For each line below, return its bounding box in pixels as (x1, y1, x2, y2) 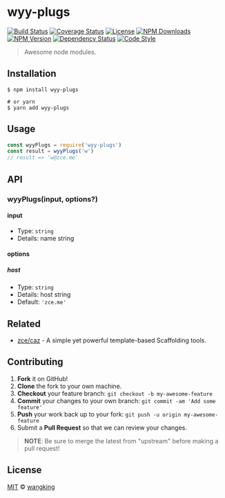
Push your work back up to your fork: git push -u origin (17, 409, 182, 418)
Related (7, 317, 41, 329)
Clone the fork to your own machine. (17, 382, 122, 390)
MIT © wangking (7, 482, 55, 491)
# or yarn (7, 98, 36, 105)
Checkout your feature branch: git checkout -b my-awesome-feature (17, 389, 213, 398)
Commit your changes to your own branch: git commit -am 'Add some (17, 396, 216, 405)
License (7, 464, 42, 476)
